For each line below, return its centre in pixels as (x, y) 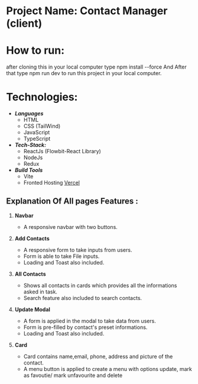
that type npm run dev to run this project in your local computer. (84, 73)
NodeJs (33, 157)
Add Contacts (32, 238)
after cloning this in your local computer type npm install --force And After (97, 67)
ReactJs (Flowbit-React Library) (62, 151)
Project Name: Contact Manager (87, 11)
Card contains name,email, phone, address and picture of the (98, 356)
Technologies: (42, 97)
